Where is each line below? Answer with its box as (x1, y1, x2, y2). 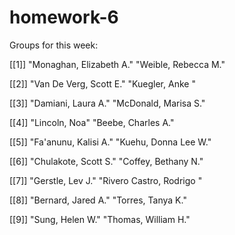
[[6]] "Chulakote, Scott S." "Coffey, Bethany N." (9, 155, 204, 167)
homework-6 (9, 6, 119, 29)
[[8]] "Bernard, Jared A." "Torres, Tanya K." (9, 194, 187, 206)
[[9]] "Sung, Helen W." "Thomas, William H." (9, 213, 191, 225)
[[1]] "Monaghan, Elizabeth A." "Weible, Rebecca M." (9, 58, 226, 70)
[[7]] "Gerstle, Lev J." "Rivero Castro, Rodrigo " (9, 174, 203, 186)
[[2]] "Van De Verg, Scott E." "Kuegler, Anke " (9, 77, 196, 90)
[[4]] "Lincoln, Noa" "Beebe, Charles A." (9, 116, 175, 128)
